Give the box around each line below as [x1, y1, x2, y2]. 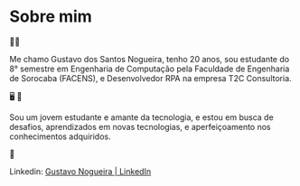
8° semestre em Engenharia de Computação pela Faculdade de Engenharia [9, 63, 290, 74]
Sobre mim [9, 6, 92, 27]
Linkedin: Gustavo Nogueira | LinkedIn [9, 165, 152, 177]
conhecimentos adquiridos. [9, 131, 111, 142]
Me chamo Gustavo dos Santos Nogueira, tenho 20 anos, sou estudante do [9, 53, 290, 64]
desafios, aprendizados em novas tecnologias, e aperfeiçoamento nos [9, 121, 271, 132]
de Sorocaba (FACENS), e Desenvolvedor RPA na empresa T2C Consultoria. [9, 72, 292, 83]
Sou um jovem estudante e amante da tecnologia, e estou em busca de [9, 111, 274, 123]
